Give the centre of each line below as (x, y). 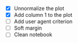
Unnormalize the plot (39, 8)
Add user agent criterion (43, 21)
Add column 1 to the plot (43, 15)
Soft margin (28, 28)
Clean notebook (33, 35)
